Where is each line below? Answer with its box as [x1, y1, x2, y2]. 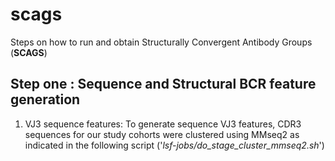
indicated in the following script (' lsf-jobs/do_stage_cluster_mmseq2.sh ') [24, 139, 325, 151]
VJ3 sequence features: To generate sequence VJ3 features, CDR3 [24, 118, 302, 130]
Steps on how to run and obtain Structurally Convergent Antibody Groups [10, 36, 313, 48]
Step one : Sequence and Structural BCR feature [10, 76, 317, 93]
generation [10, 91, 81, 108]
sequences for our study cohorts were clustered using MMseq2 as [24, 128, 300, 140]
